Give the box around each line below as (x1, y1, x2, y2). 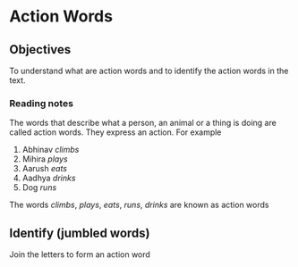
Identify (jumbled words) (9, 225, 150, 240)
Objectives (9, 42, 72, 57)
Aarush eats (21, 163, 67, 174)
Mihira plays (21, 154, 69, 164)
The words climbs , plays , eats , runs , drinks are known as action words (9, 199, 269, 211)
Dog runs (21, 182, 57, 193)
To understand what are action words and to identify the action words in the (9, 65, 289, 76)
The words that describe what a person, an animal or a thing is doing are (9, 118, 277, 129)
